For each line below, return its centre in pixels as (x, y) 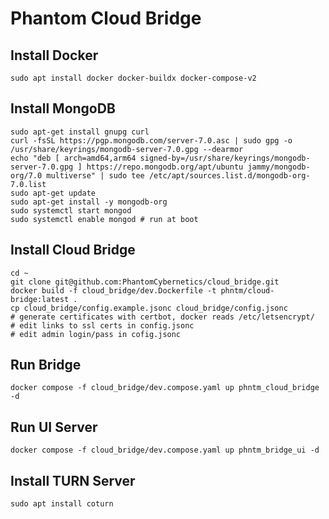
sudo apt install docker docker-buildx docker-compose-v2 (133, 78)
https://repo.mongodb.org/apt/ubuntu (165, 167)
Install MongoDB (63, 108)
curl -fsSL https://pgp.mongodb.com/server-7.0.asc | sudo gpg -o (151, 140)
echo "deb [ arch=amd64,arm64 (73, 158)
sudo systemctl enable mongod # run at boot (104, 219)
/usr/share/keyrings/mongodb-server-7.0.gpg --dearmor (127, 149)
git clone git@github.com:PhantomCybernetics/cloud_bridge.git (145, 282)
